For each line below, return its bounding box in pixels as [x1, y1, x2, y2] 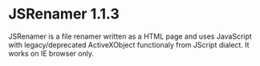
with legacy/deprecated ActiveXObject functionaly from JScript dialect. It [8, 39, 250, 49]
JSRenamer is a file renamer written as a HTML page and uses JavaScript [8, 31, 253, 41]
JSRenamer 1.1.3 [8, 5, 120, 23]
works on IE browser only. [8, 48, 95, 58]
